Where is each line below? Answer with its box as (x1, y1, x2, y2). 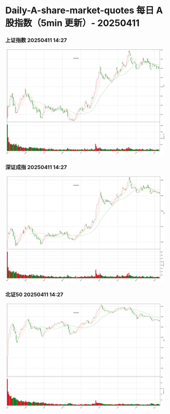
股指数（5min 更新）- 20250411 (5, 17, 140, 29)
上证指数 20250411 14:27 (5, 37, 67, 44)
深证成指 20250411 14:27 (5, 164, 67, 171)
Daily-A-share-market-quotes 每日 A (5, 5, 163, 16)
